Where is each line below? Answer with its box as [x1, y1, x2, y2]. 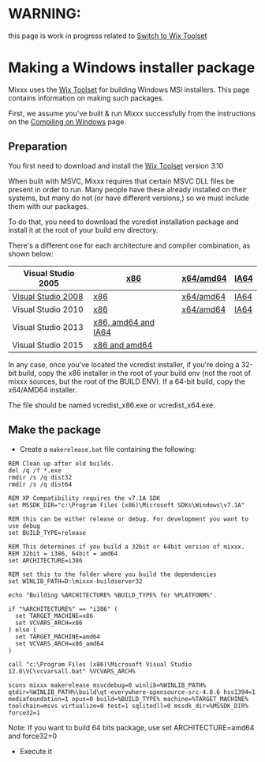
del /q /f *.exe [8, 466, 62, 475]
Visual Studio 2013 [12, 321, 84, 332]
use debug [8, 521, 41, 530]
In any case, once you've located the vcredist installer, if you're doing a [8, 359, 240, 369]
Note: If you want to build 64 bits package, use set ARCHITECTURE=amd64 [8, 722, 255, 732]
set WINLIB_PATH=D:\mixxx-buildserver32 [8, 577, 144, 586]
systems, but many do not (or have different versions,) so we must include [8, 193, 250, 203]
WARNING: [8, 5, 81, 23]
